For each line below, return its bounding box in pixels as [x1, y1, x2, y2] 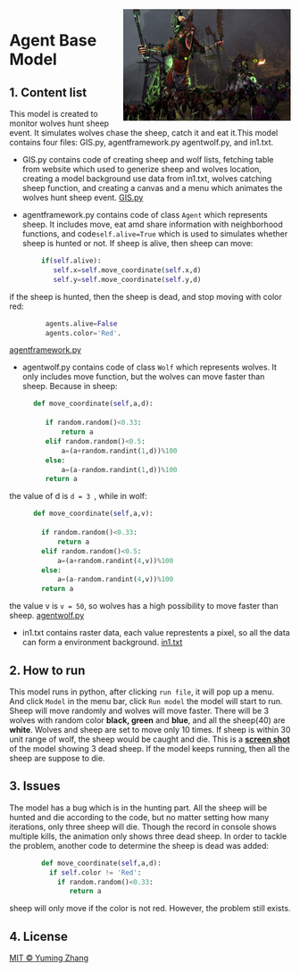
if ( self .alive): [41, 256, 102, 265]
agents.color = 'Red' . [45, 328, 122, 337]
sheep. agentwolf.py [9, 611, 85, 621]
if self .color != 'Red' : [48, 868, 142, 877]
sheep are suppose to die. [9, 752, 105, 763]
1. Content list [9, 85, 87, 100]
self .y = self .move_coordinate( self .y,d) [53, 275, 202, 284]
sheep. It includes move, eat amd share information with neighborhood [21, 219, 283, 229]
